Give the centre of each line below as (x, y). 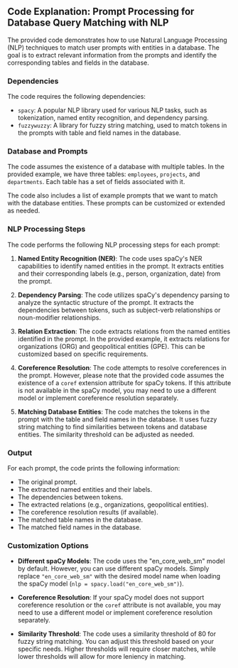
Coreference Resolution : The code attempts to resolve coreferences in (122, 367)
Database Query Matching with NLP (88, 23)
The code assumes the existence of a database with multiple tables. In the (116, 167)
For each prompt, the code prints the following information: (94, 468)
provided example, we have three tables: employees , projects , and (104, 174)
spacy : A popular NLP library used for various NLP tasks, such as (112, 110)
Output (20, 453)
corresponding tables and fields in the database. (78, 63)
